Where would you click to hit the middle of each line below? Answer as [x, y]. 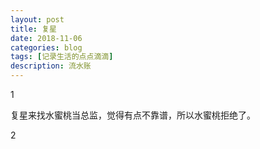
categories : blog [46, 47]
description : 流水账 [51, 66]
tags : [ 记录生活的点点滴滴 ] [62, 57]
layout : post [37, 19]
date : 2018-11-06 [46, 38]
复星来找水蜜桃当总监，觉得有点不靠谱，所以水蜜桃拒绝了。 [133, 115]
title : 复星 [33, 29]
